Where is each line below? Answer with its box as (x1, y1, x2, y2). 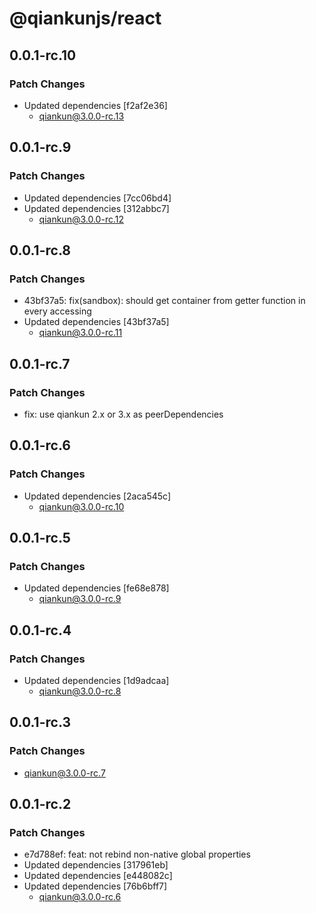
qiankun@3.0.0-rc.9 (38, 593, 122, 605)
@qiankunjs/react (9, 7, 162, 30)
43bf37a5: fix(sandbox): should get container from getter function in (23, 295, 306, 307)
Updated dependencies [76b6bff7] (23, 880, 168, 892)
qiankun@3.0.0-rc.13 (38, 110, 125, 122)
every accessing (23, 305, 92, 317)
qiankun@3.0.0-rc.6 (38, 891, 122, 903)
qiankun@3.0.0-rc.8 (38, 685, 122, 697)
